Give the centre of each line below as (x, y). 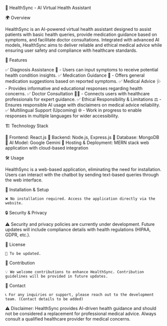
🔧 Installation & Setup (27, 190)
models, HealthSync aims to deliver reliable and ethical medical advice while (83, 45)
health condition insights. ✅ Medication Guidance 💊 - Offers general (75, 75)
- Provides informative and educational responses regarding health (74, 88)
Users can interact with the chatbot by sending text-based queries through (82, 175)
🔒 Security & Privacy (26, 213)
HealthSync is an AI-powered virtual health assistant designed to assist (78, 29)
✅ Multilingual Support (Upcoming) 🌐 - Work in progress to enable (74, 110)
